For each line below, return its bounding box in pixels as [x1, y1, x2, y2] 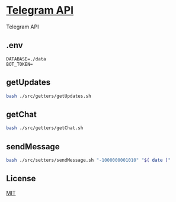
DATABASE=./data [6, 56, 46, 62]
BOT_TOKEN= [6, 61, 33, 67]
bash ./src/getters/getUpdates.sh [6, 93, 92, 99]
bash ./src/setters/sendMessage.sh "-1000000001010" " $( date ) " [6, 157, 171, 163]
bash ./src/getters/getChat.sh [6, 125, 84, 131]
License [6, 174, 36, 184]
